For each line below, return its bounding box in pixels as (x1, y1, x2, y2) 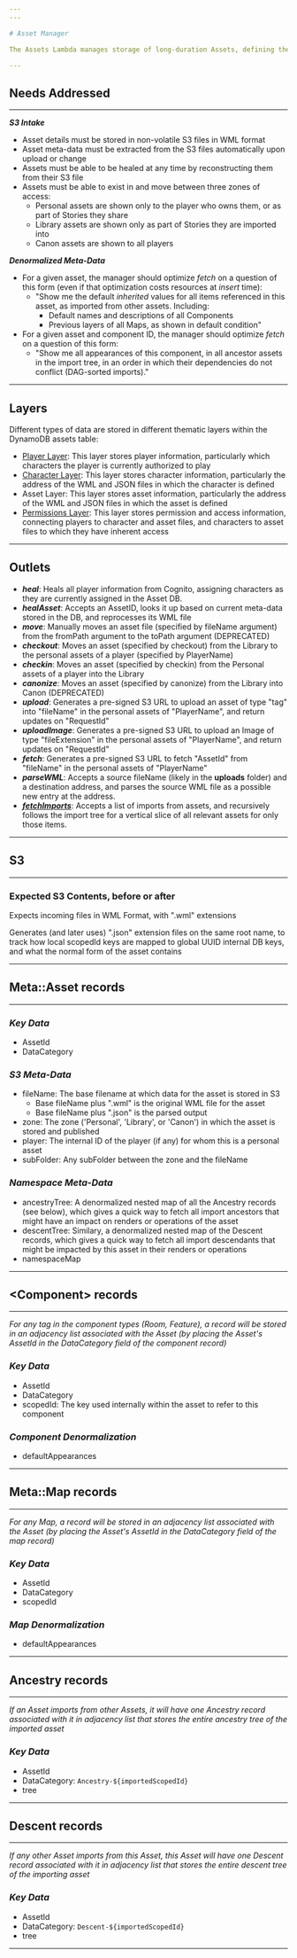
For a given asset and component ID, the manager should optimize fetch (21, 329, 286, 339)
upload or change (21, 153, 87, 164)
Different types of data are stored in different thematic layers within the (9, 425, 268, 434)
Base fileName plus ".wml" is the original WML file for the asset (34, 1098, 265, 1109)
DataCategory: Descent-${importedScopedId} (21, 1921, 185, 1931)
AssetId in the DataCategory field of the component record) (9, 1338, 227, 1348)
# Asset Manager (9, 28, 69, 38)
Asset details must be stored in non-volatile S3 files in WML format (21, 135, 266, 145)
